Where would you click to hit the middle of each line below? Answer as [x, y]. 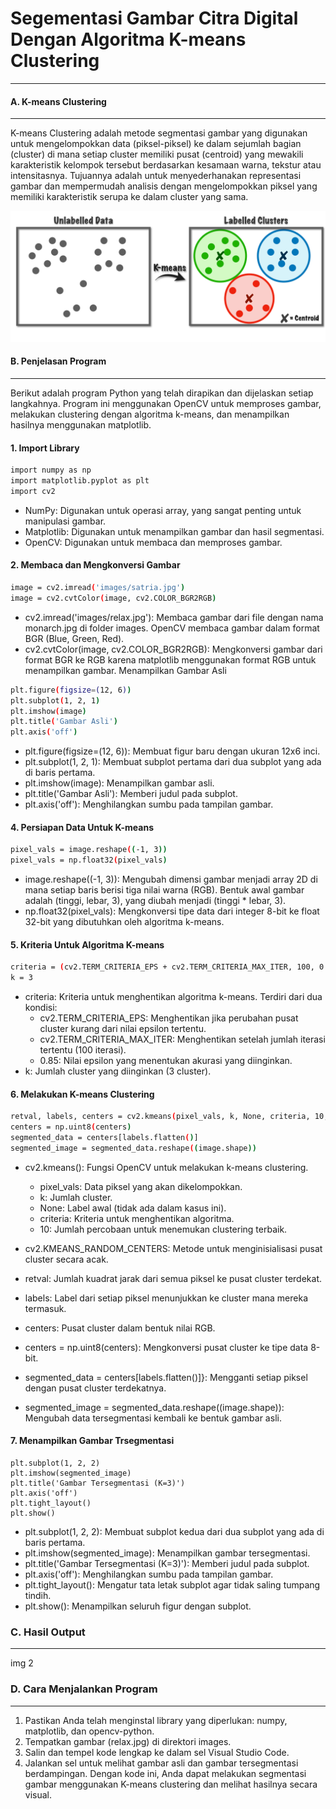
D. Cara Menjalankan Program [84, 1689]
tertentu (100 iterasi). [83, 1050]
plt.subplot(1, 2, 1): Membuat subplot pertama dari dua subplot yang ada [173, 762]
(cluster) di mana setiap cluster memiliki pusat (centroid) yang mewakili [157, 154]
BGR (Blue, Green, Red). [74, 638]
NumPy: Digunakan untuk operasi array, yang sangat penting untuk [163, 510]
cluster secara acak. [66, 1259]
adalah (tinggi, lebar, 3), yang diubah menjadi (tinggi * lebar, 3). [155, 901]
